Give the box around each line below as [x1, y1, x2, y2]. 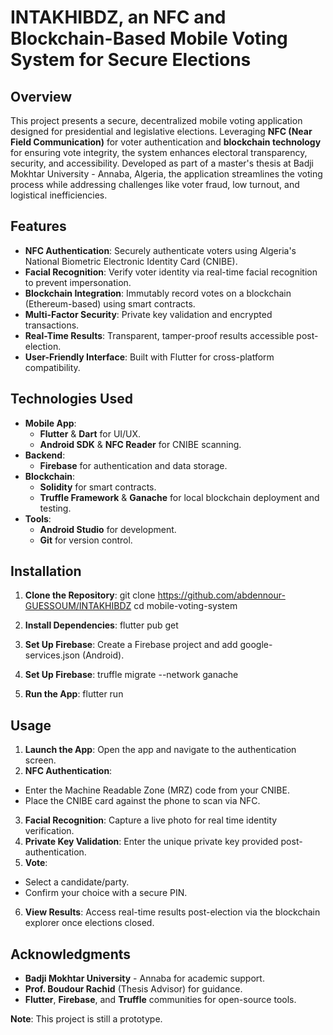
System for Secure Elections [10, 49, 252, 71]
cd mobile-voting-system [133, 600, 238, 612]
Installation [10, 563, 82, 580]
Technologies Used [10, 391, 133, 408]
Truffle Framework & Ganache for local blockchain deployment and [39, 491, 320, 503]
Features [10, 218, 67, 235]
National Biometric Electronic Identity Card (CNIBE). [24, 255, 238, 267]
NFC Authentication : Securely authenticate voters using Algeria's [24, 244, 297, 256]
